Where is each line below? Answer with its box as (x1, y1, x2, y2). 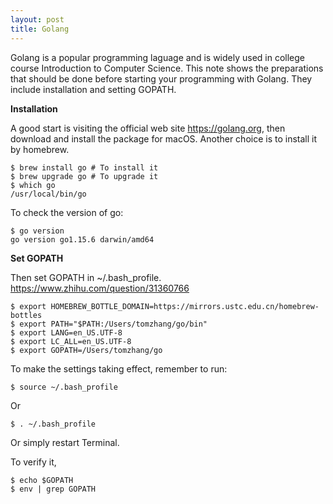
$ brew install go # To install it (10, 162, 159, 173)
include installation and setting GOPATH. (10, 83, 177, 95)
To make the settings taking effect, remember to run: (10, 362, 228, 375)
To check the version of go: (10, 206, 124, 218)
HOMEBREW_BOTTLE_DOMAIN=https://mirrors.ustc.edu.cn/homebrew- (50, 301, 320, 311)
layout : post (10, 14, 65, 25)
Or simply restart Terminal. (10, 436, 120, 448)
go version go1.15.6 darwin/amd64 (10, 234, 155, 245)
